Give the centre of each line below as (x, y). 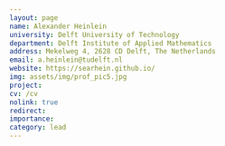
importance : (32, 119)
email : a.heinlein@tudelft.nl (66, 60)
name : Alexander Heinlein (58, 26)
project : (26, 85)
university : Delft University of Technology (94, 34)
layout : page (34, 18)
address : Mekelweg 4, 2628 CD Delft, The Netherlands (113, 52)
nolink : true (34, 102)
